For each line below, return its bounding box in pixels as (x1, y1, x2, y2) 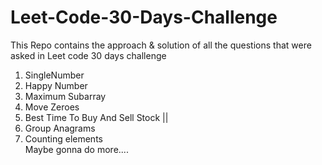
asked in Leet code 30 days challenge (10, 49, 167, 61)
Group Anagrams (24, 122, 96, 134)
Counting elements (24, 132, 103, 145)
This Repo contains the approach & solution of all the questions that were (10, 39, 312, 51)
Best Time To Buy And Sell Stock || (24, 111, 169, 123)
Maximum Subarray (24, 90, 107, 102)
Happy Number (24, 79, 88, 91)
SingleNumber (24, 69, 85, 81)
